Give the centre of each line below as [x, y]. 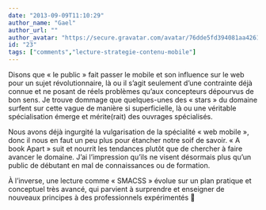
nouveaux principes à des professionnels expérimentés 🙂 [102, 197]
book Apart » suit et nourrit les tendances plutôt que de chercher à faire [125, 148]
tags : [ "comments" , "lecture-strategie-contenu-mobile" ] [102, 52]
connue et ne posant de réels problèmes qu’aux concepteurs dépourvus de [131, 91]
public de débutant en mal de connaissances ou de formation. [109, 165]
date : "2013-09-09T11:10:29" [56, 15]
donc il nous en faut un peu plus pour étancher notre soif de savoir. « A [124, 140]
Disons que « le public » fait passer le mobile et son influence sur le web [126, 75]
